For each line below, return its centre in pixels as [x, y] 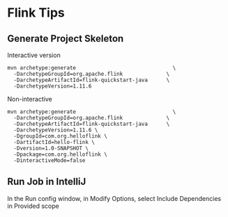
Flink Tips [36, 13]
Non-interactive [30, 99]
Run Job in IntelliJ [47, 182]
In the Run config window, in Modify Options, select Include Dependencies [114, 198]
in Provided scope [33, 206]
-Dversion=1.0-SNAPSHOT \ [51, 148]
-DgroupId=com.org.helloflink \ [61, 136]
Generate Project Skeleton [66, 39]
